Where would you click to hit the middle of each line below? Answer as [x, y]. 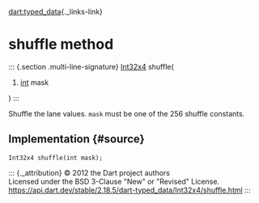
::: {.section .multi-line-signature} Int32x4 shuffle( [91, 66]
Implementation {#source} [77, 140]
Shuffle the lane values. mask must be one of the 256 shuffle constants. [127, 113]
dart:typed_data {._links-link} [56, 12]
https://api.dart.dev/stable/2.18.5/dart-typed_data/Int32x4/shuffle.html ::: [129, 190]
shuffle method [61, 44]
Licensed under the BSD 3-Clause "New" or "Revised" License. [114, 181]
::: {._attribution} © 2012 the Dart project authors [89, 172]
